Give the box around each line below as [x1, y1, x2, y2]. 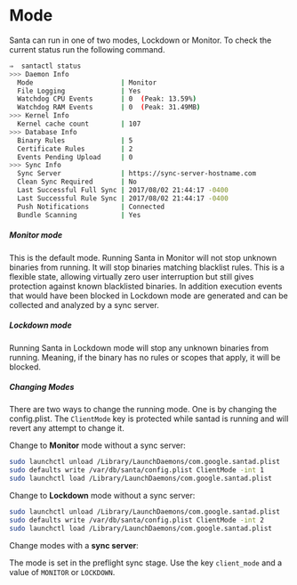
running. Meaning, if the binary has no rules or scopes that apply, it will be [9, 352, 281, 362]
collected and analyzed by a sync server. [9, 299, 160, 310]
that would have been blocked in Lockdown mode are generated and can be [9, 290, 289, 301]
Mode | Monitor [17, 77, 157, 87]
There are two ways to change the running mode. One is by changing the [9, 404, 277, 415]
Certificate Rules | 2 [17, 144, 133, 153]
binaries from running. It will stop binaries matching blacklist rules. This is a [9, 262, 285, 272]
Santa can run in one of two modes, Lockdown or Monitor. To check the [9, 35, 272, 45]
